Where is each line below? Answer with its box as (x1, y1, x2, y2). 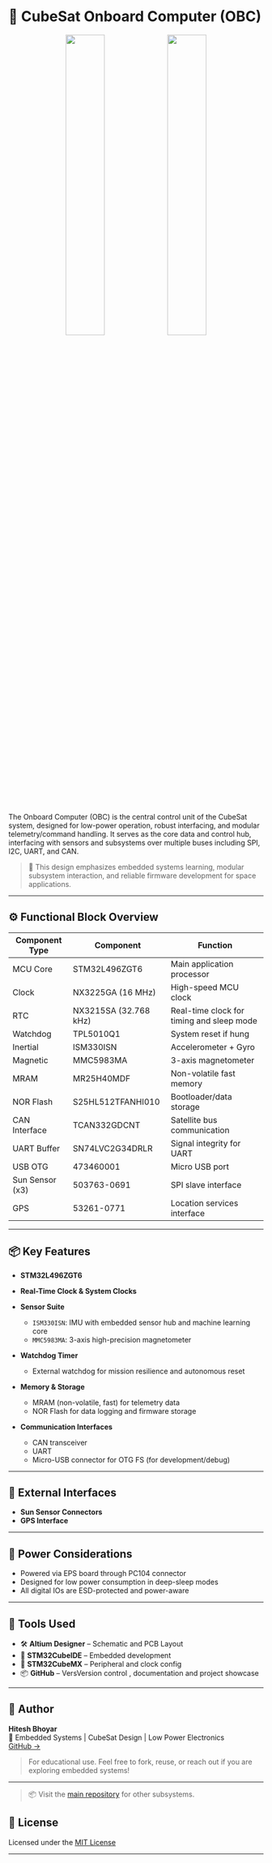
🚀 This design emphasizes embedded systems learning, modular (28, 862, 244, 872)
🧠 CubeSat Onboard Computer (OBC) (8, 7, 261, 26)
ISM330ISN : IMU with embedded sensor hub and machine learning (32, 1317, 251, 1327)
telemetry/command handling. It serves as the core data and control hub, (8, 829, 252, 838)
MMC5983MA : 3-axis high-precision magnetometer (32, 1334, 192, 1344)
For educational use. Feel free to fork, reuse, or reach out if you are (28, 1757, 253, 1767)
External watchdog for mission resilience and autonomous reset (32, 1366, 245, 1376)
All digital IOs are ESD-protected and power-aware (19, 1586, 189, 1595)
